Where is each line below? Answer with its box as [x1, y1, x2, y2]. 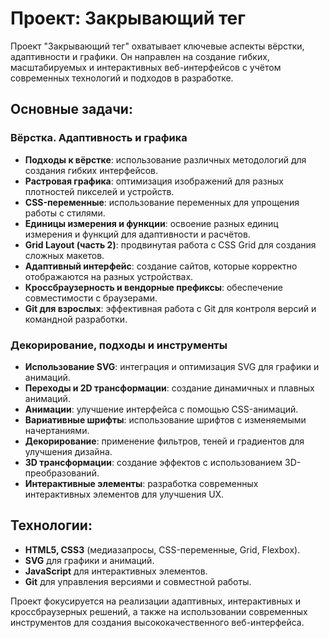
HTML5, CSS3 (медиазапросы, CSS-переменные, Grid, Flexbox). [24, 543, 301, 556]
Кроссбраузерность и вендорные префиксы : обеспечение [24, 281, 283, 293]
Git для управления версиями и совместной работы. [24, 575, 252, 587]
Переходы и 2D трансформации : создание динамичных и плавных [24, 382, 315, 394]
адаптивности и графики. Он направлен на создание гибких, [10, 50, 270, 62]
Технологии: [10, 517, 93, 534]
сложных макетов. [24, 249, 105, 261]
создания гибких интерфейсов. [24, 164, 159, 176]
